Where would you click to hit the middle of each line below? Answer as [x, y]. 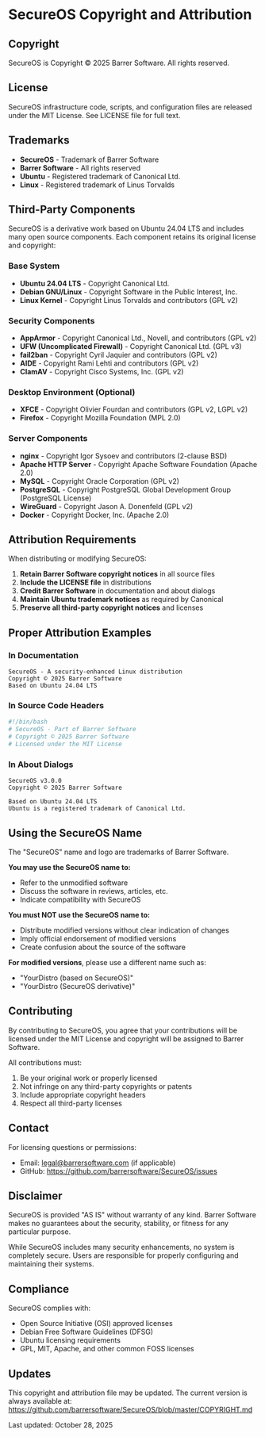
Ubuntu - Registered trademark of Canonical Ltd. [100, 176]
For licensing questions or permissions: [73, 1147]
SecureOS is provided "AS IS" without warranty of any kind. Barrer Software [132, 1215]
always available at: [40, 1401]
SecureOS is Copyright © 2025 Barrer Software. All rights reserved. [119, 63]
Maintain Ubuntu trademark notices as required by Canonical [121, 600]
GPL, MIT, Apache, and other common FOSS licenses [107, 1349]
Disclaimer [35, 1196]
